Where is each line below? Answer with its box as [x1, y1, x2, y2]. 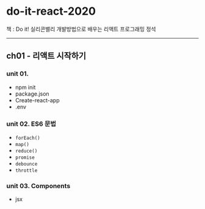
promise [15, 154, 35, 161]
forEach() [15, 135, 41, 141]
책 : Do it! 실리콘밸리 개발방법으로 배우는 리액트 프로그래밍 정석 [6, 25, 156, 32]
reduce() [15, 148, 38, 154]
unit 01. [6, 69, 29, 78]
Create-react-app [15, 96, 60, 104]
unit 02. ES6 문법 [6, 120, 57, 128]
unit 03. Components [6, 181, 71, 190]
